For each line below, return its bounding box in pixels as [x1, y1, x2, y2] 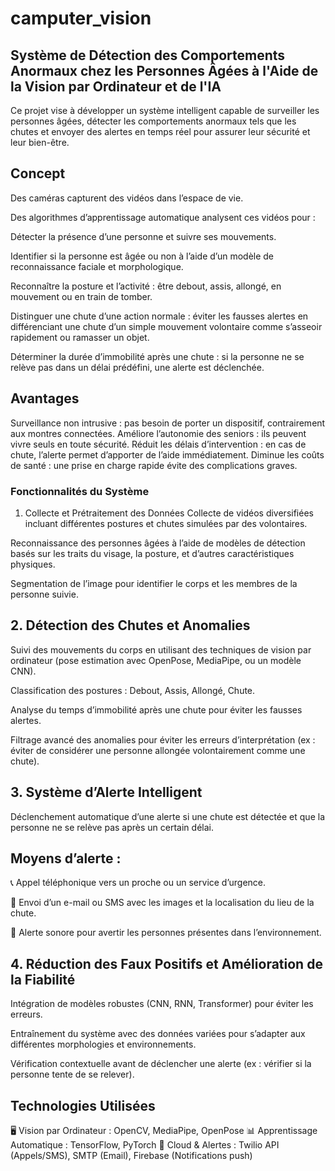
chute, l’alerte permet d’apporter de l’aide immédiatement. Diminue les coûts [10, 448, 325, 461]
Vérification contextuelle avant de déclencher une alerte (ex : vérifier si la [10, 1058, 312, 1070]
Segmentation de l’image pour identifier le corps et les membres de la [10, 577, 298, 589]
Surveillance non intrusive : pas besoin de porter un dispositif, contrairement [10, 417, 326, 429]
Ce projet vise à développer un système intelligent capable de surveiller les [10, 105, 320, 116]
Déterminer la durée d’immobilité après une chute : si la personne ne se [10, 350, 305, 362]
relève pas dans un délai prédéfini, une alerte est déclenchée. [10, 361, 265, 373]
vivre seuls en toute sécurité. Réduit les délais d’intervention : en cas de [10, 438, 307, 450]
